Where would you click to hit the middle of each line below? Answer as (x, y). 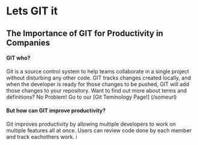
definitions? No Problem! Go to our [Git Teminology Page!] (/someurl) (91, 97)
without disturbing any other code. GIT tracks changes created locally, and (99, 78)
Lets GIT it (32, 11)
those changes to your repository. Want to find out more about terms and (97, 90)
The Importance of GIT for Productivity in (85, 33)
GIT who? (19, 58)
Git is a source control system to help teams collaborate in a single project (98, 71)
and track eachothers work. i (42, 137)
